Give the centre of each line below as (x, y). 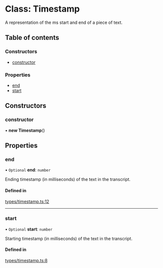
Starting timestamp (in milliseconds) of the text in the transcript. (69, 238)
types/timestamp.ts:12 (27, 201)
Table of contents (32, 38)
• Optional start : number (29, 229)
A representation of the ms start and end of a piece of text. (64, 22)
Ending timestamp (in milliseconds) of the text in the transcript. (68, 179)
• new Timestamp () (25, 130)
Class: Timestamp (42, 9)
